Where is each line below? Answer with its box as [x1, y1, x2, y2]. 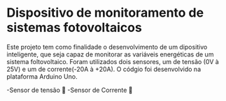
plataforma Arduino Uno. [6, 72, 78, 81]
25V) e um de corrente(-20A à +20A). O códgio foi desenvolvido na [6, 65, 202, 73]
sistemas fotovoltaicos [6, 20, 143, 36]
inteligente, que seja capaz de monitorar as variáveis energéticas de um [6, 50, 214, 59]
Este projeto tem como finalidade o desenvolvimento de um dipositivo [6, 42, 208, 51]
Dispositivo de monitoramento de [6, 5, 204, 21]
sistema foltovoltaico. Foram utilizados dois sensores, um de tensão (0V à [6, 57, 220, 65]
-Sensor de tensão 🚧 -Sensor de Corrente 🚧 [6, 86, 133, 94]
